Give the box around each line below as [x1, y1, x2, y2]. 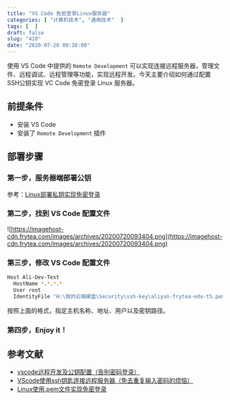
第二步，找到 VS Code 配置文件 [7, 209, 111, 218]
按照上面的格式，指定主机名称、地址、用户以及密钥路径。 [7, 306, 169, 314]
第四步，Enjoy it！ [7, 325, 68, 335]
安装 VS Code [16, 120, 56, 128]
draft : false [7, 29, 44, 36]
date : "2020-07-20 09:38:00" [7, 42, 90, 49]
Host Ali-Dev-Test [7, 274, 60, 281]
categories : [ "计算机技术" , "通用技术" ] [7, 16, 124, 23]
